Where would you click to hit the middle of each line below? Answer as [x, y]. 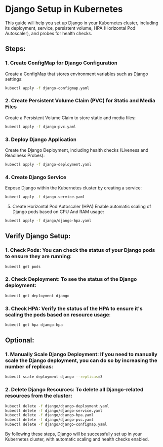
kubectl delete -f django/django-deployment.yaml [57, 406]
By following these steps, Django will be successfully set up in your [74, 434]
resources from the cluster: [39, 396]
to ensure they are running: [39, 257]
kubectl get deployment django [37, 296]
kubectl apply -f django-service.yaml [45, 197]
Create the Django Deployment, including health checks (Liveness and [77, 150]
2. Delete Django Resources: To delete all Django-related [74, 390]
